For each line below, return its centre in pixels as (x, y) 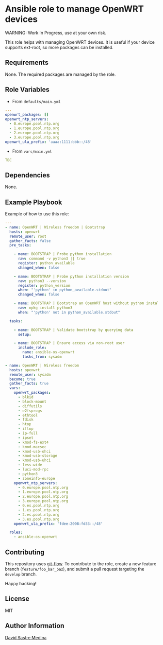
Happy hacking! (21, 584)
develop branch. (21, 574)
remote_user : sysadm (30, 375)
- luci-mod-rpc (33, 470)
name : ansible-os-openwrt (49, 352)
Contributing (25, 552)
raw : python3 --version (42, 281)
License (17, 599)
